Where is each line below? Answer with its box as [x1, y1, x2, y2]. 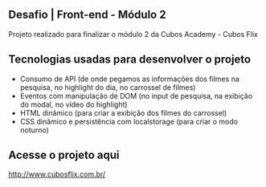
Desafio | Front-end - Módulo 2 [8, 8, 166, 22]
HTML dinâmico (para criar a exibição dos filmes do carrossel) [19, 108, 227, 117]
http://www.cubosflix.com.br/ [8, 169, 106, 179]
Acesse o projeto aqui [8, 148, 120, 162]
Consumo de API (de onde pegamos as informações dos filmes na [19, 74, 239, 83]
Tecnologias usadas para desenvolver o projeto [8, 53, 252, 67]
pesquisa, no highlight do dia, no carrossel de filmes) [19, 82, 196, 92]
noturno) [19, 125, 50, 135]
